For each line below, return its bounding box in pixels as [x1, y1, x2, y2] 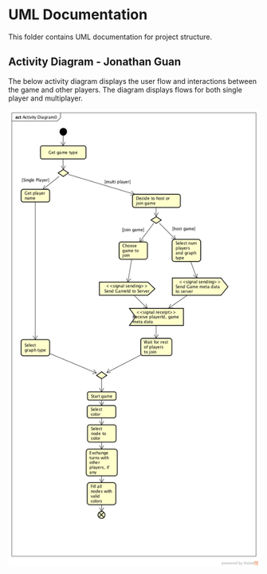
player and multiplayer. [8, 93, 84, 103]
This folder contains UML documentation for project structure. [8, 32, 213, 42]
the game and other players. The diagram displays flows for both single [8, 85, 243, 94]
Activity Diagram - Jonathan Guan [8, 55, 182, 69]
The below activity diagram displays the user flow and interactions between [8, 76, 257, 85]
